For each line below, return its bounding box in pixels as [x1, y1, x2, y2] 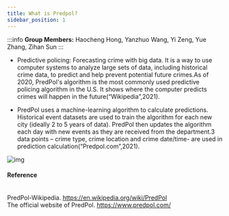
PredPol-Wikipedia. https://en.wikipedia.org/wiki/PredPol [7, 193, 167, 202]
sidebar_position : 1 [7, 16, 66, 23]
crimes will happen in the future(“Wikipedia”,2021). [16, 92, 161, 100]
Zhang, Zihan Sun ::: [7, 43, 64, 51]
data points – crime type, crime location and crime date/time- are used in [16, 134, 223, 143]
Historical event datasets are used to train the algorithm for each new [16, 112, 213, 121]
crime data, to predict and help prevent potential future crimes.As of [16, 70, 209, 79]
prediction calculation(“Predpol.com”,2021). [16, 142, 140, 150]
